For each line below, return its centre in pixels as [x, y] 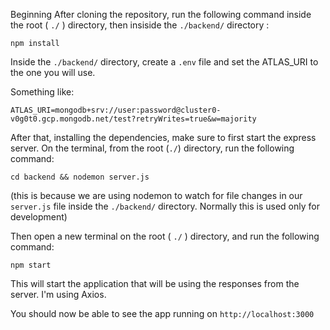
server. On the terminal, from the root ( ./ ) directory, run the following [152, 148]
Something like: [42, 92]
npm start [31, 265]
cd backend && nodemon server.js [80, 177]
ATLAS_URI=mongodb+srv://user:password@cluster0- [116, 110]
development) [39, 217]
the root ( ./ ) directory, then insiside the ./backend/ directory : [140, 25]
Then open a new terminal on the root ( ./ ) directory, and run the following [165, 236]
